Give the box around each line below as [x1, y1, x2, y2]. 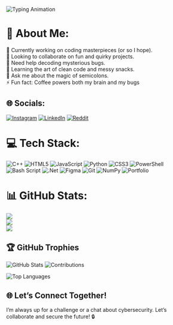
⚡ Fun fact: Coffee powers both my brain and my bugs [6, 79, 139, 86]
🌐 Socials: [6, 98, 45, 109]
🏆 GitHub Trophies [6, 243, 80, 253]
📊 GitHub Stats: [6, 189, 88, 202]
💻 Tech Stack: [6, 136, 80, 150]
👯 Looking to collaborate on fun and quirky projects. [6, 53, 135, 60]
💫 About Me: [6, 27, 69, 40]
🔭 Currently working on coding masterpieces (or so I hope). [6, 46, 153, 53]
